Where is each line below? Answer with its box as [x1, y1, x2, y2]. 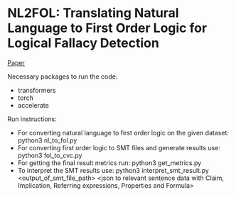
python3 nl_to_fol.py [17, 136, 77, 145]
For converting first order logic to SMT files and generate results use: [17, 143, 220, 152]
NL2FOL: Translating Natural [7, 5, 179, 21]
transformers [17, 86, 56, 94]
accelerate [17, 101, 50, 109]
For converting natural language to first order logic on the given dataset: [17, 128, 230, 137]
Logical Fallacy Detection [7, 35, 160, 51]
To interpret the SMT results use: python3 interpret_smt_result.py [17, 166, 210, 174]
